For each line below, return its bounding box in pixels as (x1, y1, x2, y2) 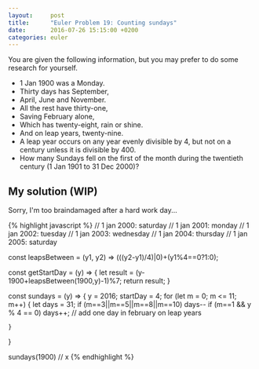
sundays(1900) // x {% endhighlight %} (8, 353, 135, 362)
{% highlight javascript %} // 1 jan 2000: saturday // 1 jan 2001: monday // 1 (8, 221, 250, 230)
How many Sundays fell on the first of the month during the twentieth (19, 154, 243, 163)
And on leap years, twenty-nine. (19, 129, 124, 138)
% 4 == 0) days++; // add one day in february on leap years (8, 308, 202, 318)
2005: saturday (8, 237, 57, 247)
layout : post (8, 11, 65, 20)
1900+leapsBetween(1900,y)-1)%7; (8, 276, 122, 286)
